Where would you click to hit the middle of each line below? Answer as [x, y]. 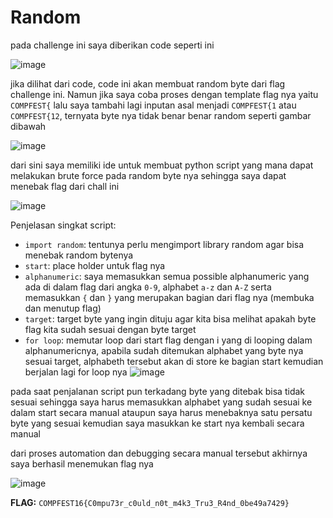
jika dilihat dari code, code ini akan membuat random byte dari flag [148, 83]
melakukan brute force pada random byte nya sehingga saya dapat [148, 175]
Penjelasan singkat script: [63, 225]
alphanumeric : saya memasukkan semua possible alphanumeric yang [167, 276]
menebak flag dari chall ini [65, 186]
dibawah [28, 126]
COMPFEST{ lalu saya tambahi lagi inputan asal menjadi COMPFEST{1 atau [153, 105]
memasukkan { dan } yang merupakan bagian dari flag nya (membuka [169, 297]
